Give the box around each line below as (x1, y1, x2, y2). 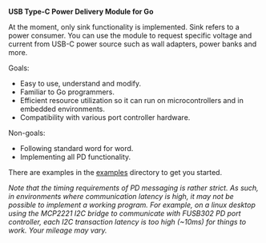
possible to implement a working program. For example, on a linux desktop (8, 200, 256, 209)
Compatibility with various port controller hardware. (19, 113, 191, 122)
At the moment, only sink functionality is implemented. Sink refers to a (8, 22, 240, 31)
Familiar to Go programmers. (19, 87, 115, 97)
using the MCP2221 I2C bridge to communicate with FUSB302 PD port (8, 209, 242, 218)
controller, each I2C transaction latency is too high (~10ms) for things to (8, 217, 247, 226)
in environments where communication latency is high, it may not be (8, 192, 234, 201)
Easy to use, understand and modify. (19, 79, 142, 88)
